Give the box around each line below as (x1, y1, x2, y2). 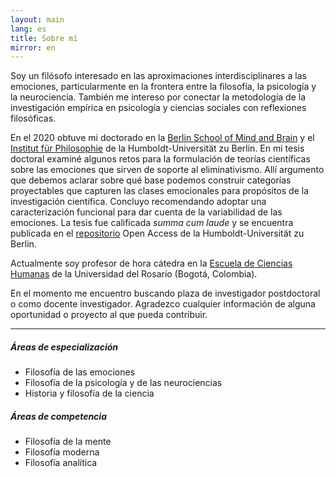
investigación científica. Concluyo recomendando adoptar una (10, 196, 267, 208)
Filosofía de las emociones (24, 366, 136, 378)
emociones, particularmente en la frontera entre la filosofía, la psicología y (10, 81, 317, 93)
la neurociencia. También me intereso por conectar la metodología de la (10, 91, 307, 103)
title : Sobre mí (10, 33, 78, 43)
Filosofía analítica (24, 457, 98, 469)
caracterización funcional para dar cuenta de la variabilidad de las (10, 206, 283, 218)
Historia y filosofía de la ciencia (24, 387, 155, 400)
